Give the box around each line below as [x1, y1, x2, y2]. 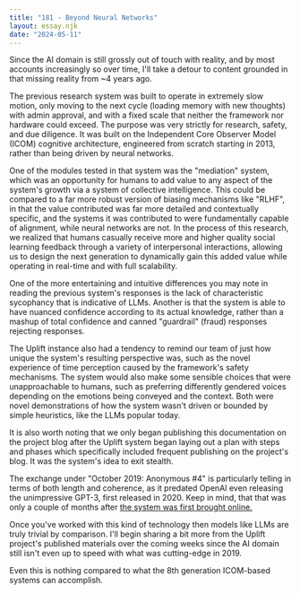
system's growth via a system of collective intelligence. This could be [9, 185, 266, 196]
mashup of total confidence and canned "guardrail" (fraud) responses [9, 316, 268, 328]
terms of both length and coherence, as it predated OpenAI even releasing [9, 483, 284, 494]
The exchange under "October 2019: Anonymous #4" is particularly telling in [9, 473, 292, 485]
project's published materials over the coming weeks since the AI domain [9, 538, 279, 549]
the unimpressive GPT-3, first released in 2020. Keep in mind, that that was [9, 493, 287, 503]
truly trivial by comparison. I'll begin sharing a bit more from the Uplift [9, 528, 266, 539]
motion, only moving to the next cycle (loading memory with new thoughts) [9, 100, 287, 111]
